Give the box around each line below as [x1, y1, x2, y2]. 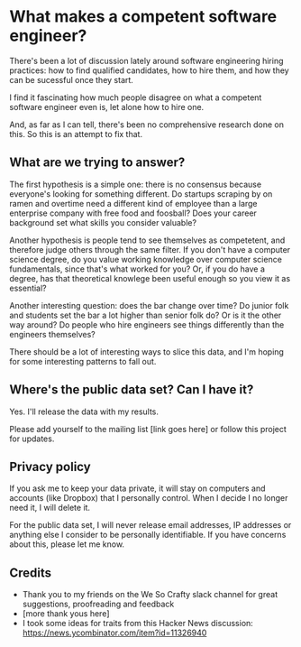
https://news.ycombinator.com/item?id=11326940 [22, 627, 207, 638]
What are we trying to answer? [9, 155, 186, 171]
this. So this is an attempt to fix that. [9, 128, 142, 139]
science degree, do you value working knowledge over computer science [9, 254, 282, 264]
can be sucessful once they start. [9, 74, 133, 85]
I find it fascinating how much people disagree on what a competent [9, 92, 262, 103]
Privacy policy [9, 458, 92, 475]
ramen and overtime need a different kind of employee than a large [9, 198, 259, 208]
